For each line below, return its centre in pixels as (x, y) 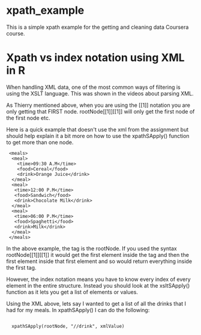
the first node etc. (28, 118)
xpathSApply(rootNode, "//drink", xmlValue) (68, 326)
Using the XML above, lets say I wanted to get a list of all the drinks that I (96, 303)
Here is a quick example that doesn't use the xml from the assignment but (97, 129)
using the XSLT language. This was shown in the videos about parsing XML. (100, 93)
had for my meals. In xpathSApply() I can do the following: (78, 310)
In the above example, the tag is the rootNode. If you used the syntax (91, 248)
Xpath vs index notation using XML (95, 58)
